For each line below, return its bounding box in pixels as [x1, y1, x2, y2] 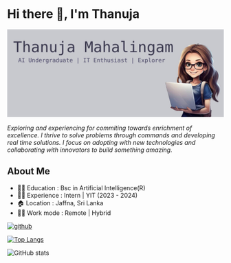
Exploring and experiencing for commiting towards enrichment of [7, 124, 192, 132]
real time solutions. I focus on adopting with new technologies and [7, 138, 196, 146]
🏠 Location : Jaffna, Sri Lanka [16, 198, 104, 207]
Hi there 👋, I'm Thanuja [7, 6, 140, 22]
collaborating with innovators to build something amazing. [7, 146, 173, 154]
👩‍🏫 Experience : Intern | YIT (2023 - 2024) [16, 191, 138, 199]
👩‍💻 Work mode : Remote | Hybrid [16, 209, 111, 217]
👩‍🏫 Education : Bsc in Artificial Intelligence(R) [16, 183, 146, 192]
